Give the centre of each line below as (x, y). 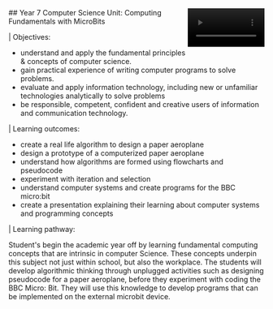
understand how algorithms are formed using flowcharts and (121, 162)
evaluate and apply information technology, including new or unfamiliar (139, 87)
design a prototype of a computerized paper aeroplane (112, 153)
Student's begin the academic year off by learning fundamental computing (133, 245)
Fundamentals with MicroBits (57, 21)
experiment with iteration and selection (85, 179)
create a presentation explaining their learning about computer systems (140, 205)
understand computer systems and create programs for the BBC (128, 187)
